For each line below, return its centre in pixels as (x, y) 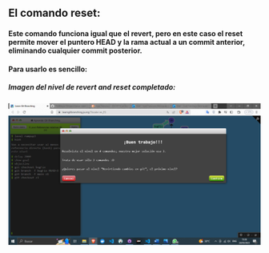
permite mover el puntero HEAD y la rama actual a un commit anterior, (127, 42)
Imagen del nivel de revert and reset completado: (92, 87)
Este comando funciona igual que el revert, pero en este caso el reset (126, 33)
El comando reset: (54, 13)
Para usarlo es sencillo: (48, 69)
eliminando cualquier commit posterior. (75, 50)
